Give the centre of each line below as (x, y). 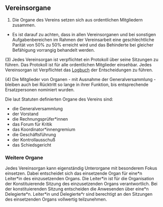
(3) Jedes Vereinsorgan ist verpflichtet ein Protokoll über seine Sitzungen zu (82, 59)
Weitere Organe (24, 157)
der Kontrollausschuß (34, 140)
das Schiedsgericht (31, 145)
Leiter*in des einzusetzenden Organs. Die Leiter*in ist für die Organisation (80, 179)
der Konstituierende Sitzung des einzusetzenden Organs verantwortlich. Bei (81, 184)
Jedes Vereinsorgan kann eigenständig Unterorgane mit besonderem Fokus (81, 168)
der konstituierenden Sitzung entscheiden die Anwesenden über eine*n (77, 189)
